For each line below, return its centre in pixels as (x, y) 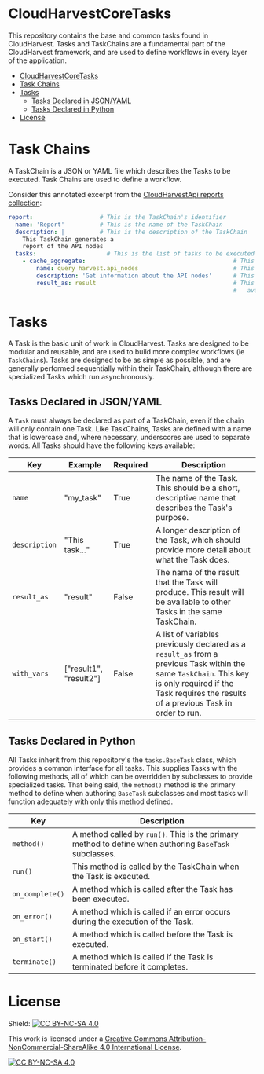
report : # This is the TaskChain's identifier (117, 217)
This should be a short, (198, 488)
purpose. (172, 518)
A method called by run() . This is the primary (155, 834)
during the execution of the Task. (133, 922)
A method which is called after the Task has (152, 889)
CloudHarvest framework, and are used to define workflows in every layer (128, 52)
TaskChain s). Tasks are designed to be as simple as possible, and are (120, 360)
